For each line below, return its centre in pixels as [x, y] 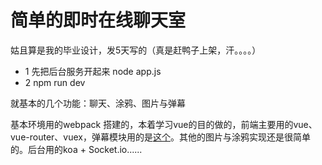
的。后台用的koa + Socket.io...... [76, 149]
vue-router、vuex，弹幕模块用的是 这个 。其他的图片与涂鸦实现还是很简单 [160, 137]
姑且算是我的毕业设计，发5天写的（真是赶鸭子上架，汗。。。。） [136, 50]
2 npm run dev [55, 82]
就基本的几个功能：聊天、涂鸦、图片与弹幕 [98, 103]
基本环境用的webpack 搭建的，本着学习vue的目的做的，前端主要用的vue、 [164, 124]
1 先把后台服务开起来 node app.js [93, 71]
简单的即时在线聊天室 [98, 20]
